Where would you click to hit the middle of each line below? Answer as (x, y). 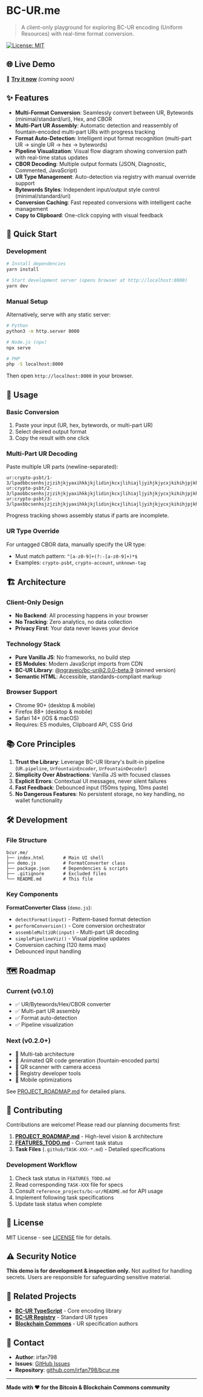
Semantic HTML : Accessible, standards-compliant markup (88, 676)
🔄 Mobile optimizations (43, 1079)
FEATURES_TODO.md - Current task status (69, 1143)
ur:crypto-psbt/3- (29, 499)
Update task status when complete (58, 1204)
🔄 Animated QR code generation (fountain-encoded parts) (87, 1060)
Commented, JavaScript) (46, 170)
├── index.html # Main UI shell (55, 858)
